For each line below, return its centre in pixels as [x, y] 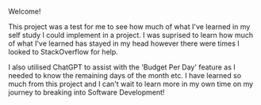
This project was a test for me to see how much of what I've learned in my [129, 26]
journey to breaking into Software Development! [86, 92]
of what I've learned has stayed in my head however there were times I [124, 43]
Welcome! [25, 11]
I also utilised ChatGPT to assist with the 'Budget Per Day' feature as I [122, 67]
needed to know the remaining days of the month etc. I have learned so [125, 75]
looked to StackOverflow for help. [63, 52]
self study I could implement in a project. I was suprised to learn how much [131, 35]
